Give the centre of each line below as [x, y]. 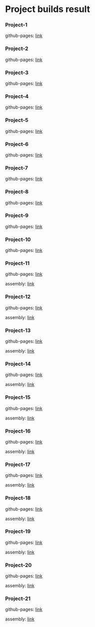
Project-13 [18, 330]
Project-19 [18, 531]
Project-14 [18, 363]
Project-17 [18, 464]
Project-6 [17, 144]
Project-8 [17, 192]
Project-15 [18, 397]
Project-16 [18, 431]
